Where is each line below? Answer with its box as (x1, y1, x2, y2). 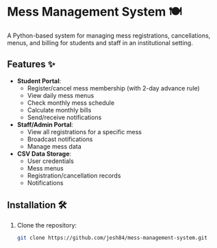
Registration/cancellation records (27, 171, 121, 179)
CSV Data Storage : (16, 149, 72, 158)
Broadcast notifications (27, 135, 93, 143)
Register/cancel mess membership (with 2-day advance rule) (27, 84, 200, 92)
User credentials (27, 157, 74, 165)
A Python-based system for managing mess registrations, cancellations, (7, 31, 211, 40)
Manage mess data (27, 142, 82, 150)
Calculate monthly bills (27, 106, 92, 114)
